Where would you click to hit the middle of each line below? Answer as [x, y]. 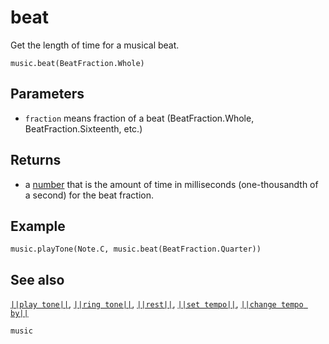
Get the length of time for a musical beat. [95, 45]
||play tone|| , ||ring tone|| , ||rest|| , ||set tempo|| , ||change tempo [157, 304]
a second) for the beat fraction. [89, 195]
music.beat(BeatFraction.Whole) [77, 63]
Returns [36, 160]
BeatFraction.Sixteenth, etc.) [83, 128]
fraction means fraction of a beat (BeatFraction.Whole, [139, 118]
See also [37, 279]
